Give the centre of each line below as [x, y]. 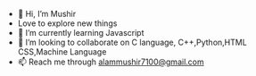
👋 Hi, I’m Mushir [47, 14]
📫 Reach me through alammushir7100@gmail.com [111, 62]
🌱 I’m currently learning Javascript [81, 33]
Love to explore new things [67, 23]
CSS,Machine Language [62, 52]
